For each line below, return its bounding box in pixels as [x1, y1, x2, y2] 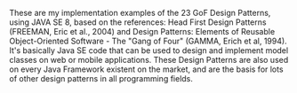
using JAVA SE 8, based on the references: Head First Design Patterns [9, 17, 267, 27]
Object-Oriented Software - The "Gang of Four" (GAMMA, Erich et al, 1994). [9, 35, 287, 46]
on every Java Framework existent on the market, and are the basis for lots [9, 64, 284, 74]
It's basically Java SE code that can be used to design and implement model [9, 45, 289, 56]
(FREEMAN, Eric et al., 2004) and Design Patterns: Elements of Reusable [9, 27, 276, 36]
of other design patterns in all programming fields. [9, 74, 194, 83]
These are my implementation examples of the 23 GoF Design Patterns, [9, 8, 271, 18]
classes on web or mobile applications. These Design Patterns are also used [9, 55, 289, 65]
